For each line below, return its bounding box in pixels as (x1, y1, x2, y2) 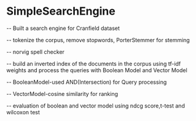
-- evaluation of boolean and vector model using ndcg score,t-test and (6, 102, 186, 109)
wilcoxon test (6, 108, 40, 116)
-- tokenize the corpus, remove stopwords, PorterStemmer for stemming (6, 36, 190, 43)
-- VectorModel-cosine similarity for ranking (6, 90, 119, 97)
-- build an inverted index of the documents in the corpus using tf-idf (6, 60, 181, 67)
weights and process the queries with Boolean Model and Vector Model (6, 66, 187, 74)
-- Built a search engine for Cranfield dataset (6, 24, 120, 32)
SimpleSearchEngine (6, 4, 116, 18)
